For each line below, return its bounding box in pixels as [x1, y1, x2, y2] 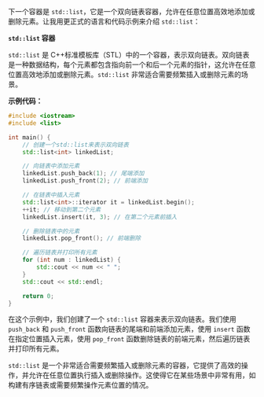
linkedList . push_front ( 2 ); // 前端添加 [22, 177, 148, 185]
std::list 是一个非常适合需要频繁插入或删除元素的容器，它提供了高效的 [8, 361, 242, 370]
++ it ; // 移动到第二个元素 [22, 205, 101, 214]
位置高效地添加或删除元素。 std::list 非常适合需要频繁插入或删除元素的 [8, 70, 242, 79]
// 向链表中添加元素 [22, 162, 80, 171]
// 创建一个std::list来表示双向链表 [22, 141, 130, 149]
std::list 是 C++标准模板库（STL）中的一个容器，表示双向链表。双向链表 [8, 50, 250, 59]
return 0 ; [22, 292, 55, 300]
